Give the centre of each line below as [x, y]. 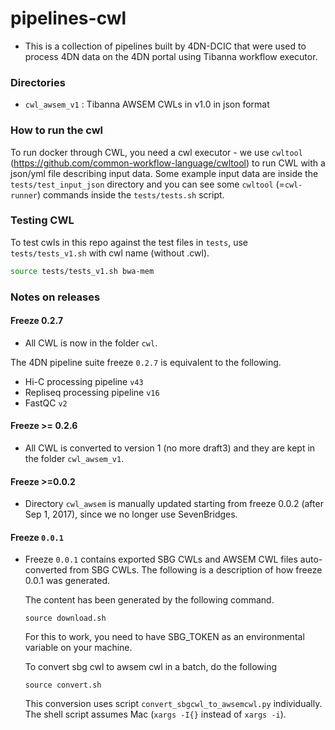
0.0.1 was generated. [67, 581]
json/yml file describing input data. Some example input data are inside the [164, 173]
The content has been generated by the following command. [149, 600]
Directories [38, 82]
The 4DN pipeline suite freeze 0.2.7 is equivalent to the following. [146, 362]
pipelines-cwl [68, 18]
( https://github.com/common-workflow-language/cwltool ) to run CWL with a [168, 163]
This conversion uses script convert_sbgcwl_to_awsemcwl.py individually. [173, 704]
